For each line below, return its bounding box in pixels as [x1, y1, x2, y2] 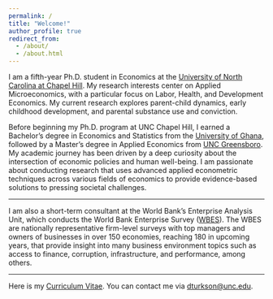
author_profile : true [8, 27, 82, 35]
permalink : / [8, 11, 53, 20]
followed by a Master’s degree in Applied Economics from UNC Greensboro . [8, 140, 263, 149]
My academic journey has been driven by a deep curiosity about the [8, 148, 237, 158]
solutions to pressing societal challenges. [8, 183, 147, 192]
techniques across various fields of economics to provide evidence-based [8, 174, 258, 184]
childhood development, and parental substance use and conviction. [8, 106, 238, 116]
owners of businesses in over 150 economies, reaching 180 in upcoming [8, 232, 250, 241]
